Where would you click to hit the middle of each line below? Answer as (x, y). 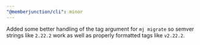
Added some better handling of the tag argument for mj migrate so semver (100, 29)
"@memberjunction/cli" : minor (45, 12)
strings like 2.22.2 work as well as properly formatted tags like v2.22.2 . (96, 35)
